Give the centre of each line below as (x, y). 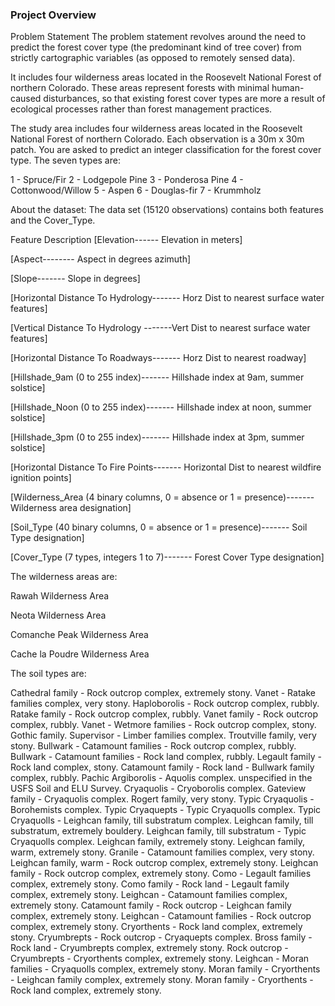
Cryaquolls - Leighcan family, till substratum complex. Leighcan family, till (162, 820)
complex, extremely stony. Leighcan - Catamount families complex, (149, 895)
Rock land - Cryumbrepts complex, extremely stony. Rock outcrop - (149, 948)
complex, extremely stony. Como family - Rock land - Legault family (150, 884)
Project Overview (53, 15)
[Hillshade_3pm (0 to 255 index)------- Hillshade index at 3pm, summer (157, 437)
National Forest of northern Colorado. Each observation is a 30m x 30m (157, 139)
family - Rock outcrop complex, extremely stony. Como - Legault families (161, 874)
